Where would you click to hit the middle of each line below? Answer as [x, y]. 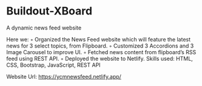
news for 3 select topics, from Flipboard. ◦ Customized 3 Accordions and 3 [100, 46]
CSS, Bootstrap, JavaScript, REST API [54, 65]
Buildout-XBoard [49, 11]
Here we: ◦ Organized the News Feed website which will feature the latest [99, 39]
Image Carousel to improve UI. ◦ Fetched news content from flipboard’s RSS [101, 52]
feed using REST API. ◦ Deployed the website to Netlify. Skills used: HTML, [99, 58]
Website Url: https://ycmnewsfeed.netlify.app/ [64, 76]
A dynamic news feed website [44, 28]
